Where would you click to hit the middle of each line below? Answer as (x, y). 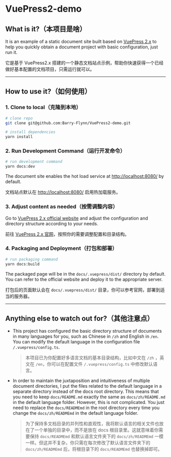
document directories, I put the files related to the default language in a (87, 386)
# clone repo (19, 118)
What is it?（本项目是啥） (46, 29)
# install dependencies (31, 132)
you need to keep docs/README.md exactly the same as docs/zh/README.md (89, 397)
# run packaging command (32, 259)
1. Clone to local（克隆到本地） (43, 107)
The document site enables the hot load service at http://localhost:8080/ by (85, 176)
